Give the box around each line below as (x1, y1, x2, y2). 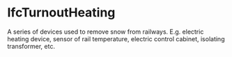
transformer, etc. (7, 42, 56, 50)
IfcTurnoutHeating (7, 5, 116, 21)
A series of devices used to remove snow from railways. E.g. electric (7, 27, 204, 36)
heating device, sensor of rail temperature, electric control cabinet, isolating (7, 34, 225, 43)
